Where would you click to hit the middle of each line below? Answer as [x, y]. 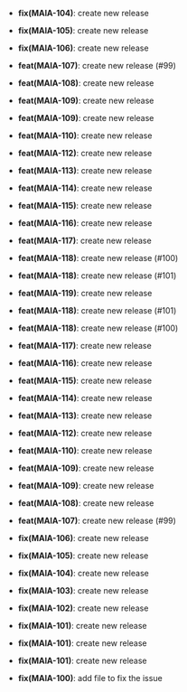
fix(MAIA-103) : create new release [83, 590]
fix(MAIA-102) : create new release [83, 608]
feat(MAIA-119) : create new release [85, 293]
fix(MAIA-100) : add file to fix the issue [90, 678]
